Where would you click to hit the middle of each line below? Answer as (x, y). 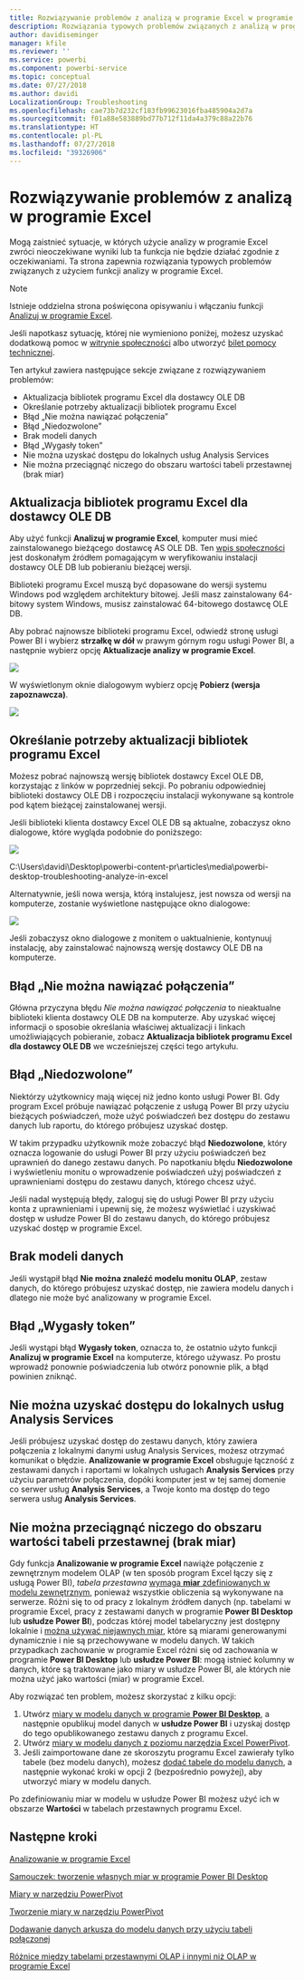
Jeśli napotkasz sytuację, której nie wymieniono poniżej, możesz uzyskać (147, 333)
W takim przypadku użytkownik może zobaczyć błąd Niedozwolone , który (148, 1143)
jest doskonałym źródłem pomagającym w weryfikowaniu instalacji (133, 557)
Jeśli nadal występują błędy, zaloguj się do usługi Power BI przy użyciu (142, 1199)
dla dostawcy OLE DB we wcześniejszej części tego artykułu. (124, 1046)
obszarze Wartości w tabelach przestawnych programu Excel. (126, 1809)
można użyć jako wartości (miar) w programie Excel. (107, 1679)
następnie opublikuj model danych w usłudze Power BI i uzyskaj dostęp (157, 1724)
